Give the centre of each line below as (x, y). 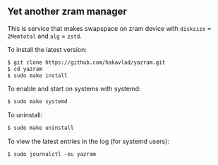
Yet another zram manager (67, 12)
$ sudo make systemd (38, 102)
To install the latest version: (47, 49)
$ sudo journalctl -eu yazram (52, 154)
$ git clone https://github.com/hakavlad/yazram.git (86, 62)
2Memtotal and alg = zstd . (45, 36)
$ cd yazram (25, 69)
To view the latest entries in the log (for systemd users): (88, 141)
